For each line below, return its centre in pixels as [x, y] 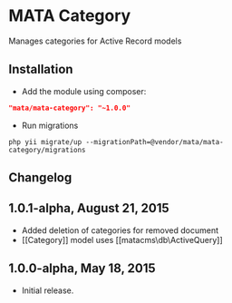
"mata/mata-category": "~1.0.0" [69, 108]
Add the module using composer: [84, 91]
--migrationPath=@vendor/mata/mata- [155, 142]
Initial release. [48, 290]
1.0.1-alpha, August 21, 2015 [89, 208]
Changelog [40, 178]
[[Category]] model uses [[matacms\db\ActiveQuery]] [122, 239]
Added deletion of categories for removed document [120, 230]
